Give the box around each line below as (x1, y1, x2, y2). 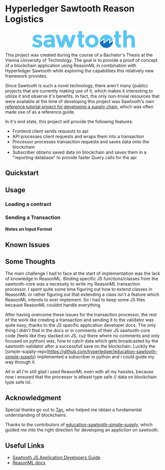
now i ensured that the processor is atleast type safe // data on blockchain (5, 374, 157, 380)
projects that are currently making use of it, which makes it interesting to (5, 88, 153, 94)
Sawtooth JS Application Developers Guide (12, 454, 101, 460)
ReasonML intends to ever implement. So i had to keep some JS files (5, 297, 145, 303)
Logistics (5, 13, 44, 25)
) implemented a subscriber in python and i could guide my (34, 354, 155, 360)
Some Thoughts (5, 257, 55, 266)
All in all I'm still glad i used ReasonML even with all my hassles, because (5, 369, 154, 375)
